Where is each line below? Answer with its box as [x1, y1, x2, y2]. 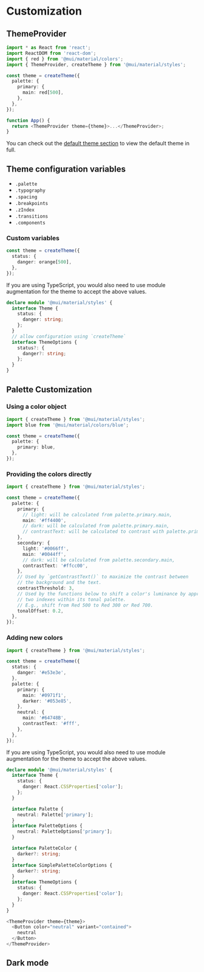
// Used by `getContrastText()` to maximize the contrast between [17, 574, 189, 580]
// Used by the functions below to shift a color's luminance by [17, 591, 186, 597]
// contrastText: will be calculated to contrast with [22, 529, 165, 535]
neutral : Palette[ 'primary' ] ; [17, 811, 94, 818]
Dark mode [6, 958, 49, 968]
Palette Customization [6, 384, 92, 395]
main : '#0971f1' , [22, 692, 67, 698]
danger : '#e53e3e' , [17, 670, 67, 676]
